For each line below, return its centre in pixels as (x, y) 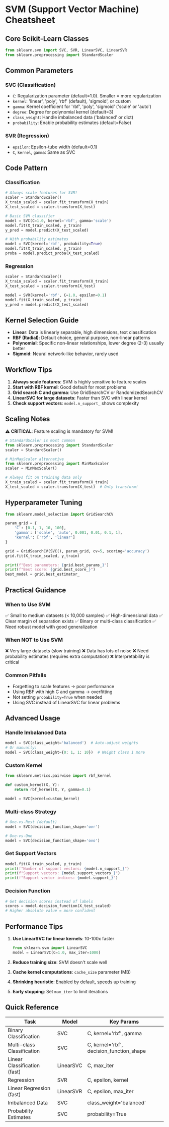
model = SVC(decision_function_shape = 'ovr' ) (53, 827)
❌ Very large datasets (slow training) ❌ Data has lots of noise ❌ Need (77, 651)
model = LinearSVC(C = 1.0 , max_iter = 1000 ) (57, 952)
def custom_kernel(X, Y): (32, 785)
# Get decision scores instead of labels (49, 901)
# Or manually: (21, 748)
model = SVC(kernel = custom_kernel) (43, 799)
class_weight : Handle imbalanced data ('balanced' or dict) (73, 118)
